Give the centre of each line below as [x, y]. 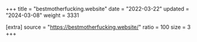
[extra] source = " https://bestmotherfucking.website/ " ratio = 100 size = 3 [98, 27]
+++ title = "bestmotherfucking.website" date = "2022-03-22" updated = [98, 9]
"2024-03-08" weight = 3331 [43, 15]
